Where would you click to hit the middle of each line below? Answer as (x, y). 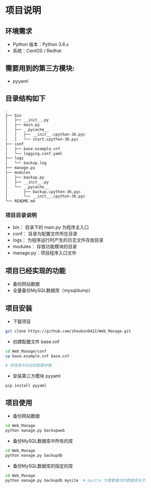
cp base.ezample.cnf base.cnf (37, 356)
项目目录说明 (21, 215)
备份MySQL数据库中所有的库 (43, 441)
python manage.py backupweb (35, 431)
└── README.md (20, 201)
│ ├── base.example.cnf (33, 149)
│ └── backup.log (26, 163)
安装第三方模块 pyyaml (37, 376)
